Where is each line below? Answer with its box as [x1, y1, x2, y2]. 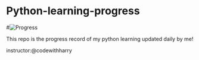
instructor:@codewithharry [6, 46, 73, 54]
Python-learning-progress [6, 4, 140, 18]
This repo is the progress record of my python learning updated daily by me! [6, 35, 194, 42]
